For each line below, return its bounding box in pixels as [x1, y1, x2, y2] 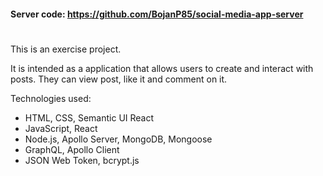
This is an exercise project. [10, 43, 122, 55]
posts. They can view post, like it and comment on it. [10, 73, 228, 85]
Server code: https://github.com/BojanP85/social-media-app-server [10, 8, 304, 20]
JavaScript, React [24, 122, 98, 134]
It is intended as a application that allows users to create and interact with [10, 62, 314, 74]
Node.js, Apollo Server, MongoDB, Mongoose [24, 133, 213, 145]
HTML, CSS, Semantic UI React [24, 111, 155, 124]
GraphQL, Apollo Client [24, 143, 120, 155]
